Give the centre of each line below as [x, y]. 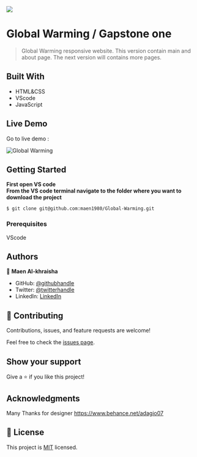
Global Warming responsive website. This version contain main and [106, 51]
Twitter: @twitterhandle [45, 290]
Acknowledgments [43, 398]
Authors [22, 257]
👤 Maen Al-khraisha [32, 271]
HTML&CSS [30, 91]
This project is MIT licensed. [42, 447]
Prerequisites [27, 224]
